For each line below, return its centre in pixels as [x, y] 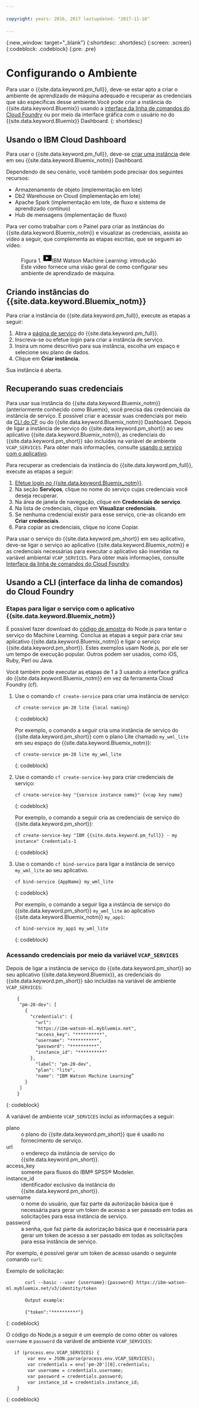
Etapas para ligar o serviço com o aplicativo [70, 609]
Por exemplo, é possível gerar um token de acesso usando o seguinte [91, 1253]
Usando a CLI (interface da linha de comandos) [94, 583]
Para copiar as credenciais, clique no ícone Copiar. [77, 527]
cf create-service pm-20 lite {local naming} [72, 708]
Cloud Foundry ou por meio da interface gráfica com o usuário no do [90, 115]
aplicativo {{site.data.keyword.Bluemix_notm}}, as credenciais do [86, 434]
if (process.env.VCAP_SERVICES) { [57, 1352]
